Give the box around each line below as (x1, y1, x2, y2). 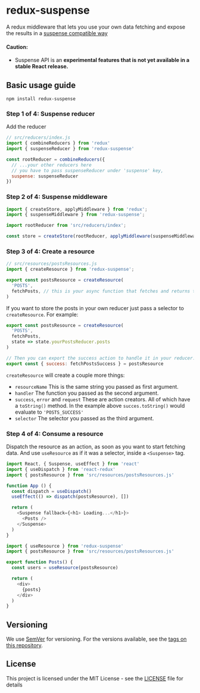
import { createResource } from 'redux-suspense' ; (6, 266, 135, 273)
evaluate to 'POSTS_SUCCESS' (14, 408, 84, 416)
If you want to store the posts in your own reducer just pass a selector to (6, 304, 185, 311)
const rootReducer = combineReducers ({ (6, 156, 105, 163)
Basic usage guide (6, 80, 76, 90)
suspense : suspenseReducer (11, 173, 79, 179)
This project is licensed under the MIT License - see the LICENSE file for (6, 675, 183, 682)
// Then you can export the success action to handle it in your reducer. (6, 355, 196, 361)
